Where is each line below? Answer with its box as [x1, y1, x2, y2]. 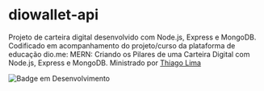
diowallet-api [8, 6, 99, 24]
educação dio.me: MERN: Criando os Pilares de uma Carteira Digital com [8, 49, 250, 59]
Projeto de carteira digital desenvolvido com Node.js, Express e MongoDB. [8, 32, 257, 42]
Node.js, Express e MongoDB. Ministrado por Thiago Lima [8, 58, 202, 68]
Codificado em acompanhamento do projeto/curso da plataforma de [8, 40, 236, 50]
